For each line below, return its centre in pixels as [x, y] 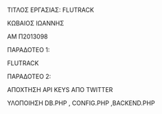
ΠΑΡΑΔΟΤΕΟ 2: [29, 76]
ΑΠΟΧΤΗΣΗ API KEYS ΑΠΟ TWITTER [60, 90]
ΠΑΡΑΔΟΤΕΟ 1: [28, 50]
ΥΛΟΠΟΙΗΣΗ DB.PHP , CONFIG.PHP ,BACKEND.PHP [81, 103]
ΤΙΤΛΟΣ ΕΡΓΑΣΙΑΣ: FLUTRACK [51, 10]
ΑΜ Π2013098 [27, 36]
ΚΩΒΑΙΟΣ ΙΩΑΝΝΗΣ [36, 23]
